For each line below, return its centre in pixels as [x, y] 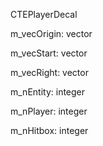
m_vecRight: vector [49, 72]
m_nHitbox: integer [49, 130]
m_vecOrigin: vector [51, 33]
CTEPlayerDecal [44, 14]
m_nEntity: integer [48, 92]
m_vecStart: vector [49, 53]
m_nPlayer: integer [49, 111]
